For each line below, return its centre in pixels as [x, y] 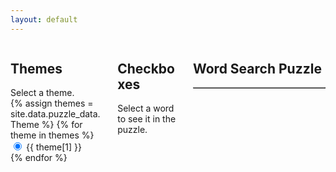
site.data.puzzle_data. [55, 114]
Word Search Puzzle [257, 69]
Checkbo [146, 69]
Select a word [146, 108]
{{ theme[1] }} [54, 147]
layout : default [44, 19]
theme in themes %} [52, 135]
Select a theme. [42, 93]
